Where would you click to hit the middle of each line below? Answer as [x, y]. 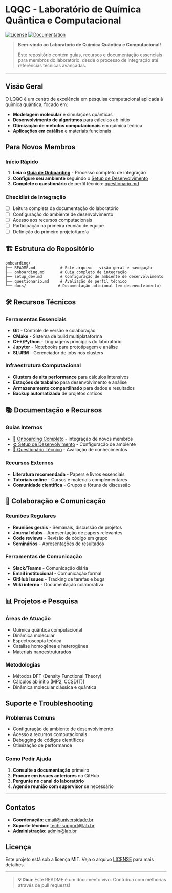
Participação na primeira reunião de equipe [58, 225]
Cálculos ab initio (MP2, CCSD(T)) [49, 681]
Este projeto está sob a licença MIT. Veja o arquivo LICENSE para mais [80, 859]
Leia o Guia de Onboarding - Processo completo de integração [79, 173]
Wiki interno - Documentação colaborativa [58, 584]
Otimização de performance [42, 745]
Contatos [20, 807]
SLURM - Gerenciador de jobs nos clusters [58, 352]
